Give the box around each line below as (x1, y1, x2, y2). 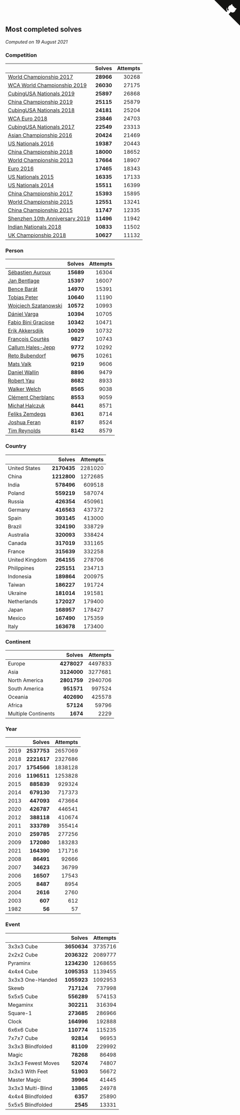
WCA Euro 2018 (8, 115, 48, 123)
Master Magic (8, 1076, 41, 1083)
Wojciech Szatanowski (8, 302, 63, 310)
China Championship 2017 (8, 190, 73, 197)
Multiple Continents (8, 710, 55, 717)
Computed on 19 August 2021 (5, 38, 68, 45)
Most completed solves (5, 25, 82, 34)
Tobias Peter (8, 294, 38, 301)
